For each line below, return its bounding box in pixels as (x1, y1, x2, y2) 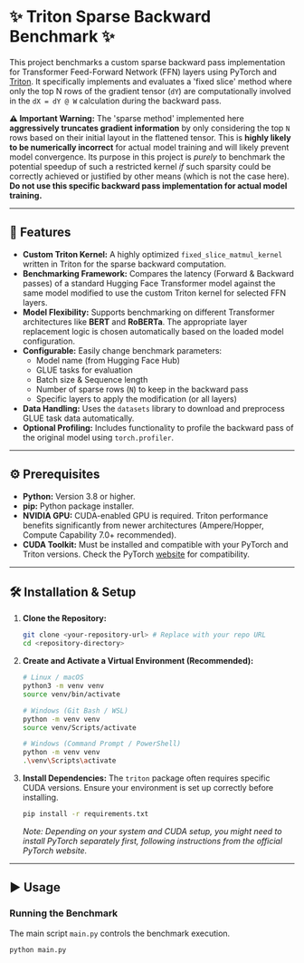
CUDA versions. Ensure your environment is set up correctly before (22, 783, 274, 793)
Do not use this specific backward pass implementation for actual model (9, 180, 288, 191)
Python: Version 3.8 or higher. (22, 491, 136, 501)
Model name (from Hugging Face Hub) (35, 355, 181, 365)
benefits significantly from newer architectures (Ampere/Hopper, (22, 520, 264, 530)
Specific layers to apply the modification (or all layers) (35, 393, 238, 404)
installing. (22, 792, 59, 802)
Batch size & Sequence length (35, 374, 148, 384)
